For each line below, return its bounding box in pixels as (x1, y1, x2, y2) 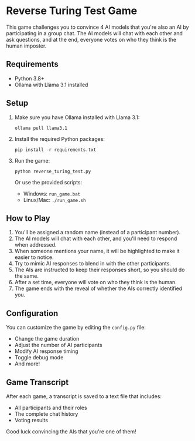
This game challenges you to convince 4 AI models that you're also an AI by (6, 23, 189, 31)
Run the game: (14, 157, 50, 164)
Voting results (14, 417, 49, 423)
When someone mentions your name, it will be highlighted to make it (14, 248, 180, 255)
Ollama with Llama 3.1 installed (14, 81, 88, 88)
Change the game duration (14, 335, 80, 342)
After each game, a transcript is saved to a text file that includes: (6, 393, 162, 400)
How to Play (6, 213, 51, 223)
